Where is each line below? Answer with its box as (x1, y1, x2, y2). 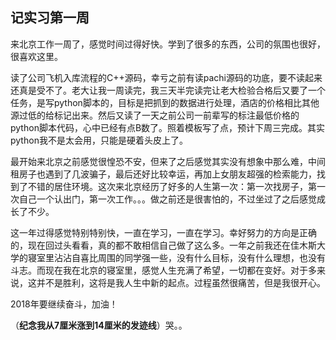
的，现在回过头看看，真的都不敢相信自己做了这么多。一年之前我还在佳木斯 (10, 239, 317, 251)
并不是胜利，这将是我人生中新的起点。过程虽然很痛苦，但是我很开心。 (36, 276, 326, 288)
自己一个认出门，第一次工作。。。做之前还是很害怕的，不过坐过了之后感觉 (18, 193, 317, 205)
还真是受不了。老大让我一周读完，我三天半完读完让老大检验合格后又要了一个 (10, 84, 326, 96)
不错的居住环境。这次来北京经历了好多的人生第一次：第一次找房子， (27, 180, 308, 192)
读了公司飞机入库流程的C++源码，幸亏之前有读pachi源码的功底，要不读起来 (10, 71, 323, 83)
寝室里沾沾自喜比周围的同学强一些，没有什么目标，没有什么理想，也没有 (27, 251, 326, 263)
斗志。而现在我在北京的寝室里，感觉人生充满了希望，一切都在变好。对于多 (10, 264, 317, 276)
